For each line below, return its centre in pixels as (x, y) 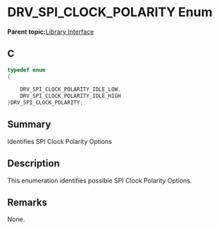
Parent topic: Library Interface (51, 32)
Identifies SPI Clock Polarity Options (60, 141)
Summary (29, 125)
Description (33, 163)
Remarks (27, 203)
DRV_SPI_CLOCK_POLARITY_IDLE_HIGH (70, 96)
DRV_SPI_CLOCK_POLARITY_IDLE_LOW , (70, 90)
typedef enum (26, 70)
